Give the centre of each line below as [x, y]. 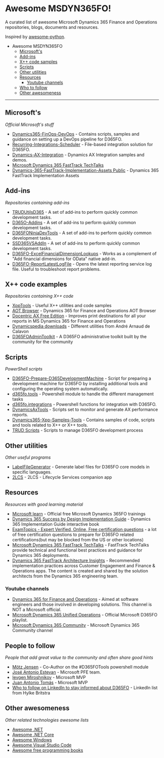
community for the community [42, 342]
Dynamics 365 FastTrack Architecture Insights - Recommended [76, 560]
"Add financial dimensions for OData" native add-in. [64, 259]
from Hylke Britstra [31, 693]
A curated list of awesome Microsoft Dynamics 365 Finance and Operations [81, 22]
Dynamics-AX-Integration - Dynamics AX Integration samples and [78, 155]
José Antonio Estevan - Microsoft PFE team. [56, 672]
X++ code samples [38, 61]
